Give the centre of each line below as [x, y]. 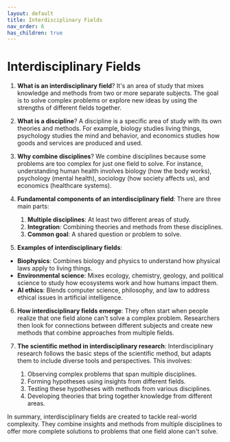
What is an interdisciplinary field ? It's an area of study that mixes [110, 86]
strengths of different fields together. [69, 108]
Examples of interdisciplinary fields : [69, 248]
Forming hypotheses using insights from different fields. [106, 381]
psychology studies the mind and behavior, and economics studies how [118, 136]
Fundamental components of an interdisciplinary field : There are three [119, 199]
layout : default [30, 13]
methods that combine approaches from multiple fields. [95, 333]
